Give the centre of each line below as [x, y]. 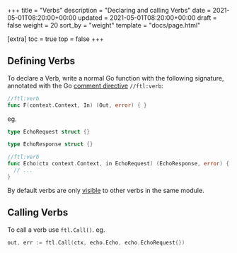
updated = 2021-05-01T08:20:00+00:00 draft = [147, 18]
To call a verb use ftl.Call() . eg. [56, 230]
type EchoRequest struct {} [49, 131]
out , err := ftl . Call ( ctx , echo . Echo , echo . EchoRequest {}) [96, 242]
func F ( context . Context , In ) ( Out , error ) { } [77, 105]
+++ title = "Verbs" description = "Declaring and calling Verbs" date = [109, 10]
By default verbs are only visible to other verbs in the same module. [106, 190]
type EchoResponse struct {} [50, 144]
